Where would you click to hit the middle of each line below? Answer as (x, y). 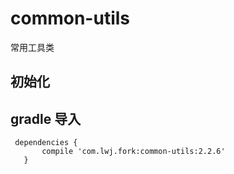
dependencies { (46, 143)
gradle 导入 (46, 118)
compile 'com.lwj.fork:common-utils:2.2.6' (133, 152)
